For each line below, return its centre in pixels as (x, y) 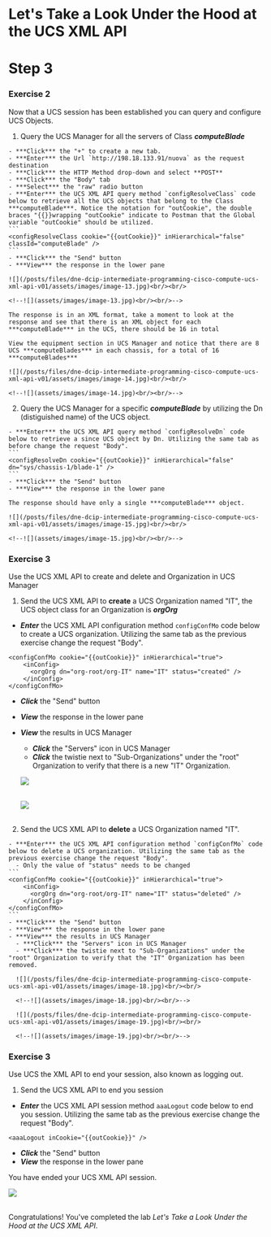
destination (28, 165)
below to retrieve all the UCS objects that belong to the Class (121, 201)
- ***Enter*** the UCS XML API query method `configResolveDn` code (127, 432)
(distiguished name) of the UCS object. (85, 416)
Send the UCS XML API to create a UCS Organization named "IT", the (136, 601)
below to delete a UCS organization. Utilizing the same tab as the (127, 851)
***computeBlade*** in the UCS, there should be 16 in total (114, 329)
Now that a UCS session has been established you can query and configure (135, 111)
